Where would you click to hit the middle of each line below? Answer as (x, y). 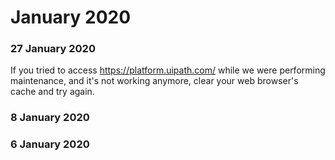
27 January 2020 (53, 49)
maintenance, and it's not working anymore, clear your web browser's (154, 81)
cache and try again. (52, 92)
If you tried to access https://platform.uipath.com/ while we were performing (168, 70)
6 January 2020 (50, 144)
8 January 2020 (50, 118)
